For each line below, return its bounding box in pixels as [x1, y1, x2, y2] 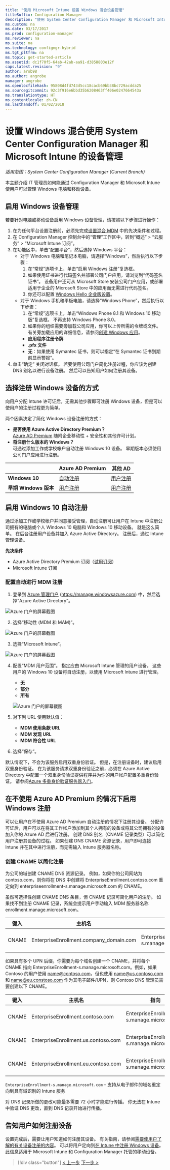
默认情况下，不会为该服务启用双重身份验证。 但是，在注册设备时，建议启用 [5, 759, 162, 765]
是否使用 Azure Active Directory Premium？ [12, 426, 106, 432]
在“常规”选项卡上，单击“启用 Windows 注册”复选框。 [27, 266, 138, 272]
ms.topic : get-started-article [5, 54, 71, 60]
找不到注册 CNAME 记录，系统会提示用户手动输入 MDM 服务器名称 [9, 900, 149, 906]
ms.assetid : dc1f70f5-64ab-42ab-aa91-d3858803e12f [5, 60, 114, 65]
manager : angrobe [5, 78, 42, 83]
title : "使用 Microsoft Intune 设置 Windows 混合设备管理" [5, 7, 125, 13]
